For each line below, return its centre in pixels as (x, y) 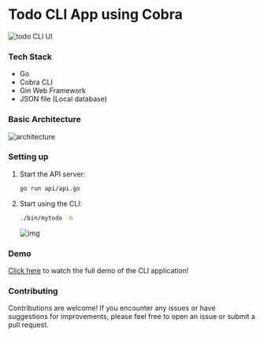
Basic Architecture (44, 120)
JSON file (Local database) (63, 99)
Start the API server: (52, 174)
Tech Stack (30, 57)
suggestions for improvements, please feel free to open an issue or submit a (132, 317)
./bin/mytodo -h (46, 218)
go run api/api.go (50, 188)
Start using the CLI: (51, 203)
